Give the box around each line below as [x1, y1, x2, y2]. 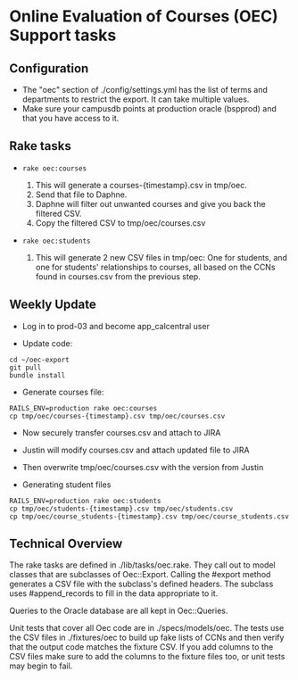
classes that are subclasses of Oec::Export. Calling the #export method [9, 569, 271, 580]
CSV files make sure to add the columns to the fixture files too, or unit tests [9, 651, 286, 662]
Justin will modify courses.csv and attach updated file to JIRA [21, 444, 250, 455]
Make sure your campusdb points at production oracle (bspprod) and [21, 104, 277, 113]
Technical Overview [9, 536, 123, 551]
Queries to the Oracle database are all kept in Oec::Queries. [9, 605, 228, 617]
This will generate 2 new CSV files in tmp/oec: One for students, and [35, 252, 288, 262]
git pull [9, 363, 42, 372]
